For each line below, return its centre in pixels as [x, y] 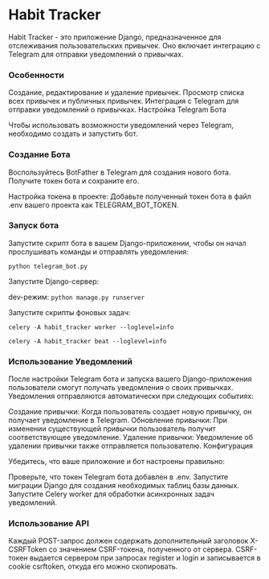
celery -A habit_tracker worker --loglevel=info [91, 327]
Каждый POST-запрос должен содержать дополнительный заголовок [128, 541]
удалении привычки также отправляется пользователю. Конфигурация [131, 446]
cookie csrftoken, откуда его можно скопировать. [93, 567]
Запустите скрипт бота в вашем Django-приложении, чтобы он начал [127, 243]
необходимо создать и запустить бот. [73, 133]
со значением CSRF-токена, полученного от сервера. [141, 549]
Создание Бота [39, 154]
